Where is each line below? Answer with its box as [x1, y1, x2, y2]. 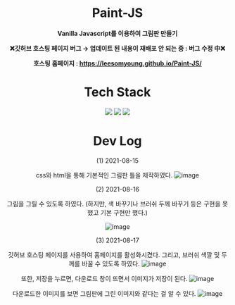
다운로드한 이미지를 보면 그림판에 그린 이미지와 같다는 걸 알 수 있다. [12, 289, 196, 297]
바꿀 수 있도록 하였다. [81, 259, 140, 268]
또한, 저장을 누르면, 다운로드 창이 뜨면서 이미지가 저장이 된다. [20, 274, 188, 282]
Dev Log [93, 133, 142, 149]
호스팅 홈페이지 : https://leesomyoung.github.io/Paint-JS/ [33, 58, 202, 68]
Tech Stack [84, 85, 151, 100]
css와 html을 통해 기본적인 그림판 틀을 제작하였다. [35, 170, 173, 179]
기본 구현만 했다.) [100, 208, 148, 216]
